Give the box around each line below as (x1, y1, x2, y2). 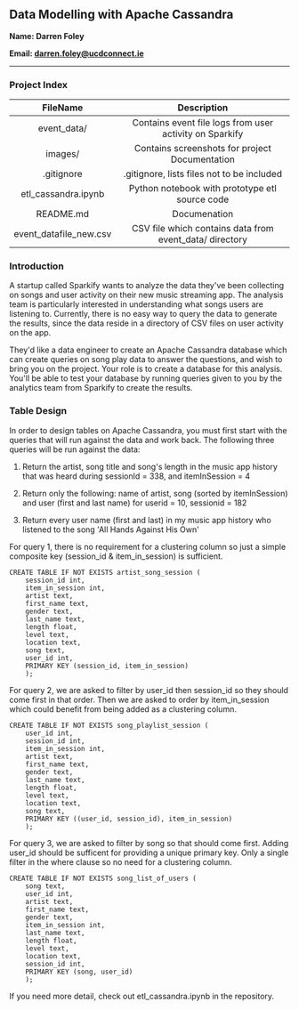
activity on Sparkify (162, 128, 244, 141)
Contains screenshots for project (133, 142, 271, 155)
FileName (42, 101, 84, 114)
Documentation (170, 153, 236, 166)
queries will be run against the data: (9, 444, 141, 455)
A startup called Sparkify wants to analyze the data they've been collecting (9, 280, 285, 291)
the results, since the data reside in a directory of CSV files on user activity (9, 318, 284, 328)
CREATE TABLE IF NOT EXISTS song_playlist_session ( (9, 721, 209, 730)
